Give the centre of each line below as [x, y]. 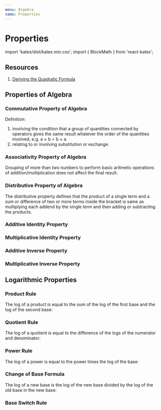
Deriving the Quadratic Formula [44, 79]
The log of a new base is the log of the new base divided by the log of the [79, 385]
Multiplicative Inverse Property [43, 264]
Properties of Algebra [39, 94]
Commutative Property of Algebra [46, 108]
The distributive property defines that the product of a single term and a [77, 196]
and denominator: [23, 338]
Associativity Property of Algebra [46, 157]
